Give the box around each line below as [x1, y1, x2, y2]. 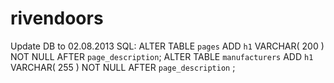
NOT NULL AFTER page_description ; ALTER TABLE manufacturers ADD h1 [10, 50, 314, 62]
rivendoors [10, 7, 104, 30]
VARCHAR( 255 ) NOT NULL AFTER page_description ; [10, 61, 236, 73]
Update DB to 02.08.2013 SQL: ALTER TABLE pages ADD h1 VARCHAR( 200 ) [10, 40, 325, 52]
